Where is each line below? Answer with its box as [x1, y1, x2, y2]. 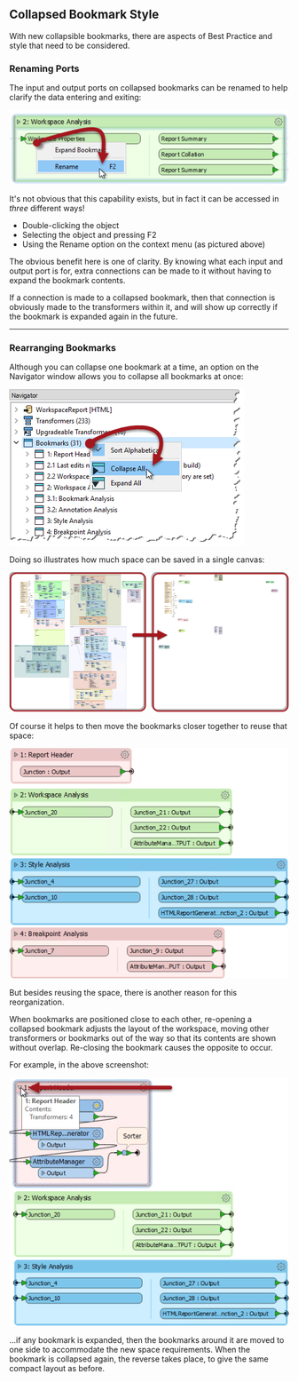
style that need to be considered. [9, 40, 130, 51]
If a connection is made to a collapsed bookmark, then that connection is [9, 292, 276, 303]
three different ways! [9, 203, 85, 214]
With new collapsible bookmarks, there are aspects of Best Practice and [9, 30, 273, 41]
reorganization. [9, 997, 65, 1007]
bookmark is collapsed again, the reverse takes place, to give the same [9, 1354, 269, 1364]
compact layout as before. [9, 1363, 105, 1374]
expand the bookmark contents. [9, 275, 126, 286]
